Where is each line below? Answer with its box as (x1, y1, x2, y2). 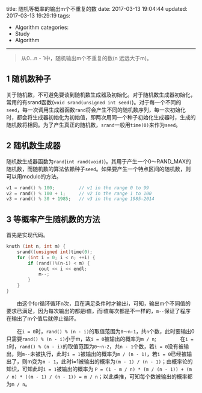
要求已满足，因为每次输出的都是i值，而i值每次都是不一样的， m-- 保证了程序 (6, 307, 191, 315)
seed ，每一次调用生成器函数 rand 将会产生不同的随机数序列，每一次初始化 (6, 106, 186, 113)
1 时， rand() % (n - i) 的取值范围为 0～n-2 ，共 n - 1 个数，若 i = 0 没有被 (6, 342, 184, 350)
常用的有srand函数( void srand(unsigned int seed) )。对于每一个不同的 (6, 98, 182, 105)
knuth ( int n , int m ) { (6, 244, 66, 250)
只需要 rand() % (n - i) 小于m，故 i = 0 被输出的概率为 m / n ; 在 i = (6, 335, 194, 342)
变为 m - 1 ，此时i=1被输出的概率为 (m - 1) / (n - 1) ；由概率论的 (32, 357, 194, 365)
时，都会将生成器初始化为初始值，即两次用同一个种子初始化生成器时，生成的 (6, 113, 196, 121)
